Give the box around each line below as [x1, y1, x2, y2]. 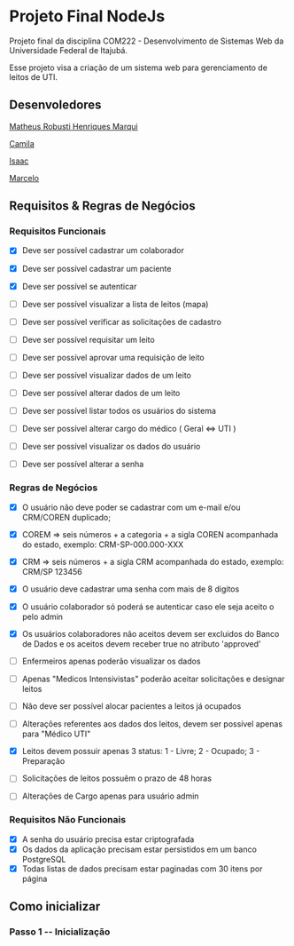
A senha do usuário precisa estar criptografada [21, 833, 195, 845]
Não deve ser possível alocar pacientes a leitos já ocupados [21, 701, 242, 711]
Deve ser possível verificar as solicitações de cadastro [21, 316, 221, 327]
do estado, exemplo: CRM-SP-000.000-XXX [21, 539, 184, 550]
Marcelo [9, 172, 40, 183]
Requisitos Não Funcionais [9, 814, 127, 826]
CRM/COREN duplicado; [21, 512, 111, 522]
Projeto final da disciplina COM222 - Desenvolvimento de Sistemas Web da [9, 36, 284, 46]
